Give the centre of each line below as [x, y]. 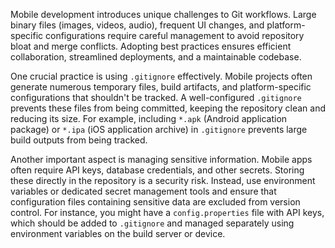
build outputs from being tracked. [79, 140]
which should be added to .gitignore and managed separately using [152, 223]
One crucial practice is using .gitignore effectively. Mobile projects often [161, 76]
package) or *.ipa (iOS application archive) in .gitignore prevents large [159, 129]
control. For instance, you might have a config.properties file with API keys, [167, 212]
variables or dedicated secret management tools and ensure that [143, 191]
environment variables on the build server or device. [118, 233]
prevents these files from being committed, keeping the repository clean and [168, 108]
